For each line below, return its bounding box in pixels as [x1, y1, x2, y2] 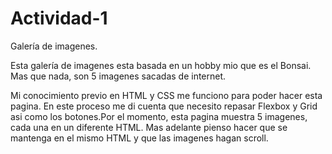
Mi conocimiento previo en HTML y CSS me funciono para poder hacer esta [10, 89, 323, 101]
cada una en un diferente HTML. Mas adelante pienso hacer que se [10, 121, 288, 133]
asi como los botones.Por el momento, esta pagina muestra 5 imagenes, [10, 110, 308, 122]
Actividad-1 [10, 7, 108, 30]
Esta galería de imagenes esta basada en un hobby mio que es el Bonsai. [10, 59, 312, 71]
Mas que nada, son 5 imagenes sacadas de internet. [10, 70, 227, 82]
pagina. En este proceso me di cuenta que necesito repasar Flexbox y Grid [10, 100, 318, 112]
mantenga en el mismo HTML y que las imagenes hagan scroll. [10, 132, 269, 144]
